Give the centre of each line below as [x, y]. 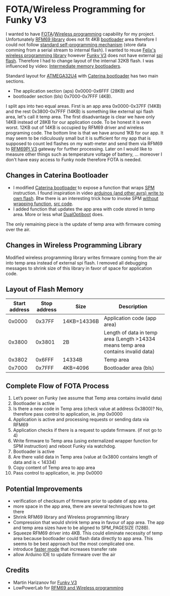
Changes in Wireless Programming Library [74, 245]
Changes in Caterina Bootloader [57, 176]
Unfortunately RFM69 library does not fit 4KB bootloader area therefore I [81, 39]
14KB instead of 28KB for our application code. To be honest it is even [78, 122]
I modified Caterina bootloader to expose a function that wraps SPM [84, 187]
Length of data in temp [131, 333]
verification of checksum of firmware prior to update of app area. [81, 501]
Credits [18, 570]
